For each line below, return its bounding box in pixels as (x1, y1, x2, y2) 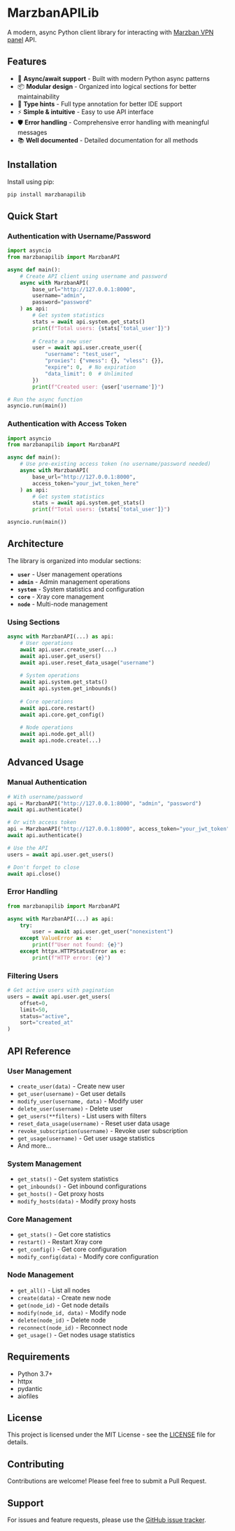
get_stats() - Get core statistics (17, 1230, 111, 1239)
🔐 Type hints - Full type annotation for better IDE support (17, 99, 183, 108)
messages (17, 128, 48, 136)
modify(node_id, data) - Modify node (17, 1308, 127, 1316)
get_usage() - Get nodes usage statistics (17, 1330, 135, 1339)
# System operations (20, 672, 80, 679)
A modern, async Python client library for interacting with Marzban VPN (7, 28, 214, 36)
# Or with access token (7, 819, 77, 826)
